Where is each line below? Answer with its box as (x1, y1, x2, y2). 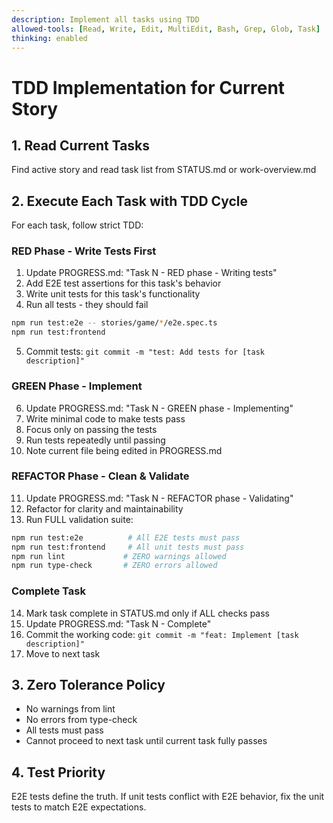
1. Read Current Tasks (11, 137, 151, 154)
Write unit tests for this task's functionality (25, 288, 201, 300)
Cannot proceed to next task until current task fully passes (25, 735, 268, 747)
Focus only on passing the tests (25, 423, 158, 435)
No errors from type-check (25, 714, 138, 726)
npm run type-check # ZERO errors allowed (11, 561, 218, 571)
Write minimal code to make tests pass (25, 412, 186, 425)
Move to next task (25, 647, 101, 660)
